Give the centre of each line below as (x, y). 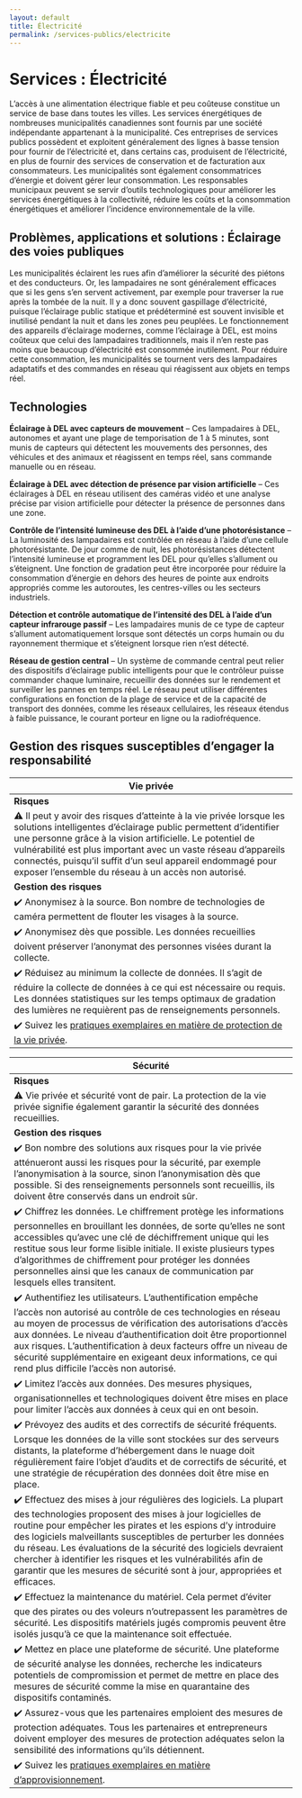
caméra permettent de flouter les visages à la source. (126, 917)
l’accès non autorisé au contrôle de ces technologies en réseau (147, 1312)
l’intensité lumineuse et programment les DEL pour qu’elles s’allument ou (144, 558)
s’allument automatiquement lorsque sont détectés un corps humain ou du (147, 633)
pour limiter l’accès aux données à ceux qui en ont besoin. (136, 1409)
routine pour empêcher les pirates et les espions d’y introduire (145, 1525)
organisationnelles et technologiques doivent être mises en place (151, 1398)
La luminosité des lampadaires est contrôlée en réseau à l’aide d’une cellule (149, 539)
